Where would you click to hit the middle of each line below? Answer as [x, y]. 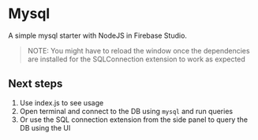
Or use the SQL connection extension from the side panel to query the [134, 120]
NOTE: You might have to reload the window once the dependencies [138, 50]
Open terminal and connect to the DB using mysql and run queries [126, 111]
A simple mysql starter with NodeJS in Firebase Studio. [98, 35]
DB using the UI [45, 127]
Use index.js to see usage [62, 102]
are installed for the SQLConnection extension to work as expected [136, 59]
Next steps [36, 84]
